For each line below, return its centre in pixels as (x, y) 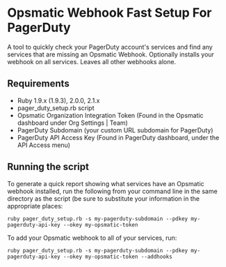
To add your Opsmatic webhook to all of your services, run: (92, 238)
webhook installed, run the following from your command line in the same (112, 191)
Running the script (48, 167)
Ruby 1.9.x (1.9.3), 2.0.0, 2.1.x (58, 100)
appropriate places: (35, 206)
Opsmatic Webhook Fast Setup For (110, 13)
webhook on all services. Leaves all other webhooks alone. (91, 61)
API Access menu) (44, 145)
